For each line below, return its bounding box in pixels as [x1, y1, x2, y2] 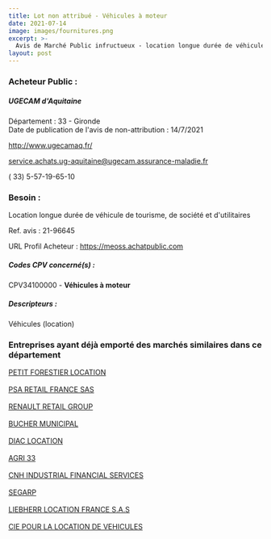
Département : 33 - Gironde [8, 116, 101, 126]
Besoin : [8, 191, 41, 203]
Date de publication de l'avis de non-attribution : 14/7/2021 [8, 124, 204, 134]
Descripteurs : [8, 299, 58, 308]
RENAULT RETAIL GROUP [8, 402, 94, 412]
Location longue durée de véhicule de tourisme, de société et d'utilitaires [8, 211, 251, 220]
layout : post [8, 49, 52, 57]
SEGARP [8, 487, 37, 497]
